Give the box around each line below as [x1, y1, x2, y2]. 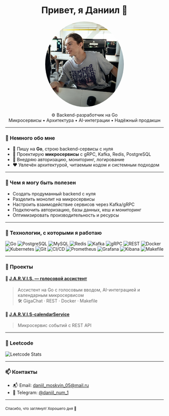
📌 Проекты [5, 263, 34, 270]
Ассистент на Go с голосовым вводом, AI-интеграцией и [17, 287, 140, 293]
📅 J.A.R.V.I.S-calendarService [5, 311, 70, 317]
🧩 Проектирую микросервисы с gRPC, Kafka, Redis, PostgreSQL [12, 151, 151, 157]
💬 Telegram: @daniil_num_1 [12, 389, 69, 395]
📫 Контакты [5, 369, 38, 376]
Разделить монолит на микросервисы [12, 196, 95, 202]
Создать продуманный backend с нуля [12, 190, 96, 196]
